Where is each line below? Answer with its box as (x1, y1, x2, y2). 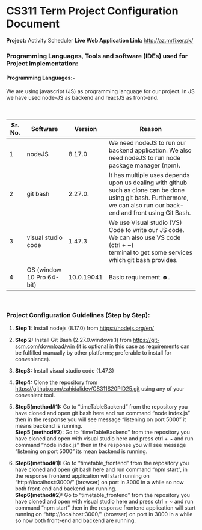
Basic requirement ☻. (108, 273, 170, 282)
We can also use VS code (108, 233, 181, 242)
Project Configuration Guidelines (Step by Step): (6, 311, 150, 319)
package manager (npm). (108, 161, 180, 169)
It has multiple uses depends (108, 171, 190, 180)
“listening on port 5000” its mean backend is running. (14, 448, 148, 455)
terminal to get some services (108, 248, 193, 257)
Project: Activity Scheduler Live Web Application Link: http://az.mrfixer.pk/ (6, 37, 194, 44)
